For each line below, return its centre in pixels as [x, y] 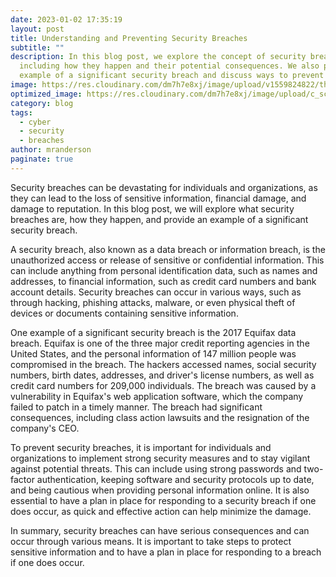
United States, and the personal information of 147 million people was [153, 353]
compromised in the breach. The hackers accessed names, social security [163, 364]
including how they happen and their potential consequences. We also [169, 66]
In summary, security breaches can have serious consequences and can [160, 530]
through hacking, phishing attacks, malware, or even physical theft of [153, 302]
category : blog [42, 103]
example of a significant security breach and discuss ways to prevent [172, 76]
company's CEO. [45, 428]
